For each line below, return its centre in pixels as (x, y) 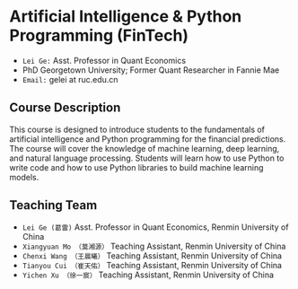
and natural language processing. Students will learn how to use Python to (147, 158)
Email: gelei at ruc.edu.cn (70, 79)
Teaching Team (53, 205)
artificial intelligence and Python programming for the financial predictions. (148, 139)
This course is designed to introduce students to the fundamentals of (137, 129)
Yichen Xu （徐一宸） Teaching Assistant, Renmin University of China (148, 275)
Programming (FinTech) (99, 35)
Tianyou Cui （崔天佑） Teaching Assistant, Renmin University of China (152, 265)
